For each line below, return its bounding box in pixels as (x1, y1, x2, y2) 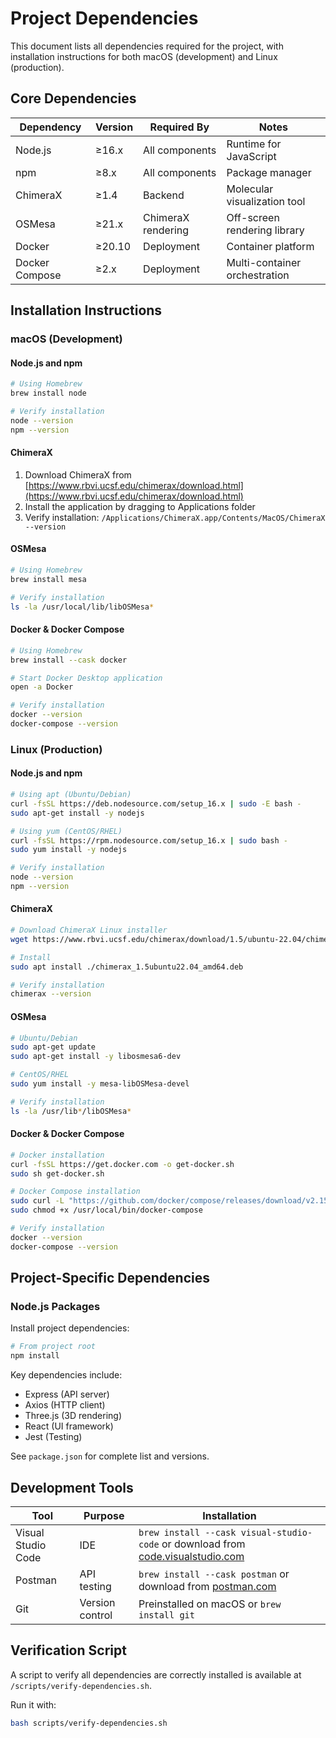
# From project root (10, 1342, 97, 1352)
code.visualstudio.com (138, 1549, 245, 1563)
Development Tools (10, 1479, 134, 1496)
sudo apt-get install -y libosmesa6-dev (10, 1052, 182, 1062)
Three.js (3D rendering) (24, 1410, 122, 1422)
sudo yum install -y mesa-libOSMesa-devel (10, 1079, 190, 1089)
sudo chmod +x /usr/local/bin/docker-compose (10, 1205, 203, 1216)
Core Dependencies (10, 90, 137, 107)
